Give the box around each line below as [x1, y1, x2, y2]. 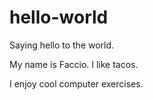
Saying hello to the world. [9, 39, 115, 51]
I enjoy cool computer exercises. [9, 77, 144, 90]
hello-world [9, 6, 109, 29]
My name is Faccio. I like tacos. [9, 58, 139, 70]
